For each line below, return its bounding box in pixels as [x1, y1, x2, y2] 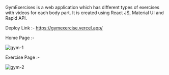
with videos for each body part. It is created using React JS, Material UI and [5, 10, 164, 16]
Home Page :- [5, 35, 35, 41]
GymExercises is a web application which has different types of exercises [5, 5, 159, 10]
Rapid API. [5, 15, 27, 21]
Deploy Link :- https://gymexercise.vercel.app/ [5, 25, 103, 31]
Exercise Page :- [5, 54, 40, 60]
